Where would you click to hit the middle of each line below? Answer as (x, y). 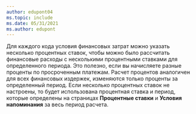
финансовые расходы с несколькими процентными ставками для (92, 59)
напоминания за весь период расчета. (58, 105)
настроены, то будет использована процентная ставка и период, (91, 91)
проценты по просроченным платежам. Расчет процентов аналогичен (98, 72)
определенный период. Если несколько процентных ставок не (88, 85)
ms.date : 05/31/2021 (33, 23)
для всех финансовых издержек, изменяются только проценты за (92, 79)
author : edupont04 (30, 12)
